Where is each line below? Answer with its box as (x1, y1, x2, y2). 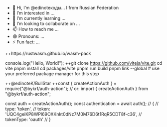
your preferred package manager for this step (5, 71, 99, 77)
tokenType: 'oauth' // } (5, 117, 51, 122)
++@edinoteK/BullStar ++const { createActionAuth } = (5, 80, 117, 86)
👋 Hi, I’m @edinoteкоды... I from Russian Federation (12, 5, 119, 10)
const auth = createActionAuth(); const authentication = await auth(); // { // (5, 101, 159, 107)
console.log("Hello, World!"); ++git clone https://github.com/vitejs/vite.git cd (5, 60, 163, 66)
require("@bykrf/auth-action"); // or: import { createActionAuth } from (5, 86, 149, 92)
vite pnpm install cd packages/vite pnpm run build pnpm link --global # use (5, 65, 160, 71)
